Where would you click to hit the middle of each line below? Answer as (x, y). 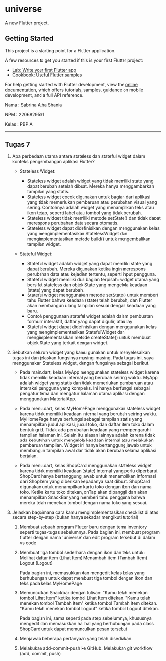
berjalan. (29, 456)
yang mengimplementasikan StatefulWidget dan (76, 332)
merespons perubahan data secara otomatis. (73, 223)
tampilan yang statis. (48, 191)
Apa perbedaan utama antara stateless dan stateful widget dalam (79, 156)
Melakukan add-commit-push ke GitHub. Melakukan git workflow (86, 648)
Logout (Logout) (36, 563)
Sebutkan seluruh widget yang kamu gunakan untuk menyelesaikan (81, 352)
